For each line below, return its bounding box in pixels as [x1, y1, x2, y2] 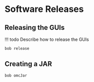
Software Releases [4, 3, 84, 15]
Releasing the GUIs [4, 23, 65, 32]
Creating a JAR [4, 60, 52, 68]
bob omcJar [4, 73, 27, 78]
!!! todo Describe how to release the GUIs [4, 36, 89, 42]
